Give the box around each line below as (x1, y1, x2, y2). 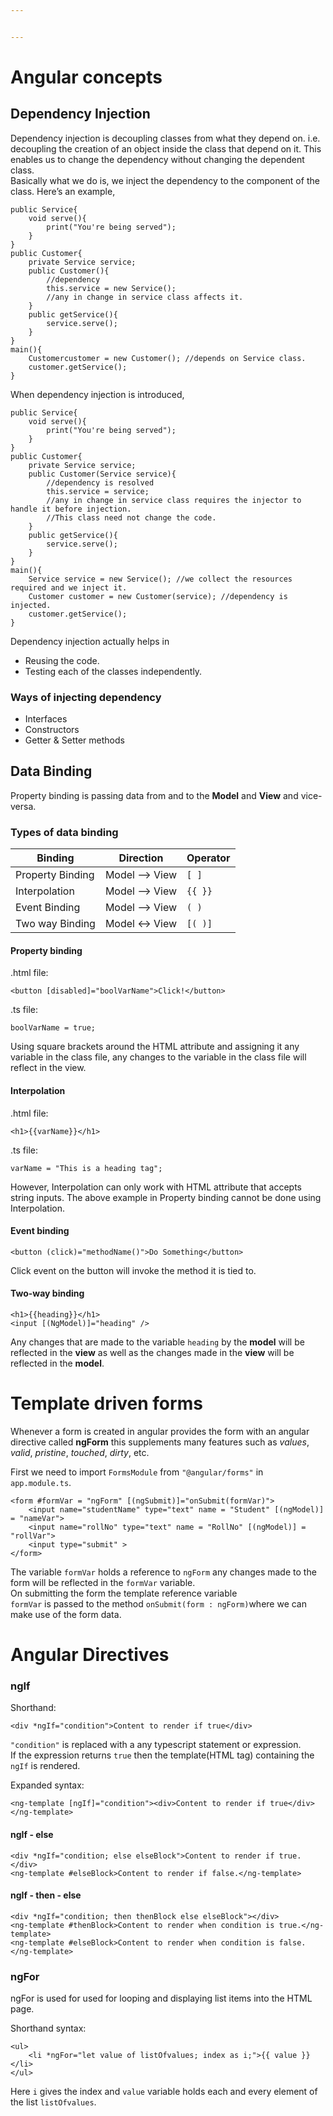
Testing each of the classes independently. (24, 665, 203, 677)
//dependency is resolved (46, 477, 155, 488)
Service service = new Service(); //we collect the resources (28, 574, 293, 584)
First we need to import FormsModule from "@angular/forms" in (10, 1466, 264, 1478)
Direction (118, 851, 164, 865)
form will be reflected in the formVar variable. (10, 1576, 196, 1588)
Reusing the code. (24, 654, 100, 666)
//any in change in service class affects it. (46, 292, 244, 302)
